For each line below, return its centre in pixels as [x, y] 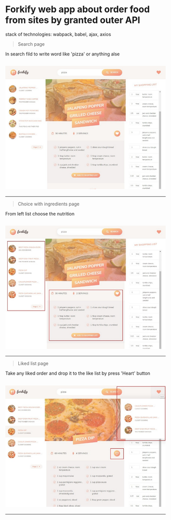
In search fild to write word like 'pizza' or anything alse [63, 54]
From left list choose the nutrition [40, 213]
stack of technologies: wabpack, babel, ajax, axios [58, 34]
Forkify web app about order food [78, 9]
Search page [31, 44]
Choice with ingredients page [49, 204]
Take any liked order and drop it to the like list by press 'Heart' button [78, 373]
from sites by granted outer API [73, 20]
